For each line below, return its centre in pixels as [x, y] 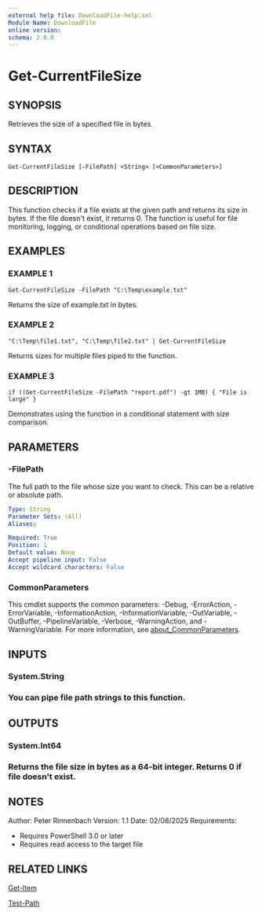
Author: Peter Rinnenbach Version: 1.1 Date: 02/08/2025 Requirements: [122, 821]
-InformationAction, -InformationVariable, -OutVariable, [144, 613]
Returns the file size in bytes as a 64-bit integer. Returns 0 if [125, 766]
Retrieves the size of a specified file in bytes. [80, 124]
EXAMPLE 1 [31, 274]
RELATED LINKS [48, 869]
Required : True [33, 538]
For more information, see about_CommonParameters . [153, 630]
